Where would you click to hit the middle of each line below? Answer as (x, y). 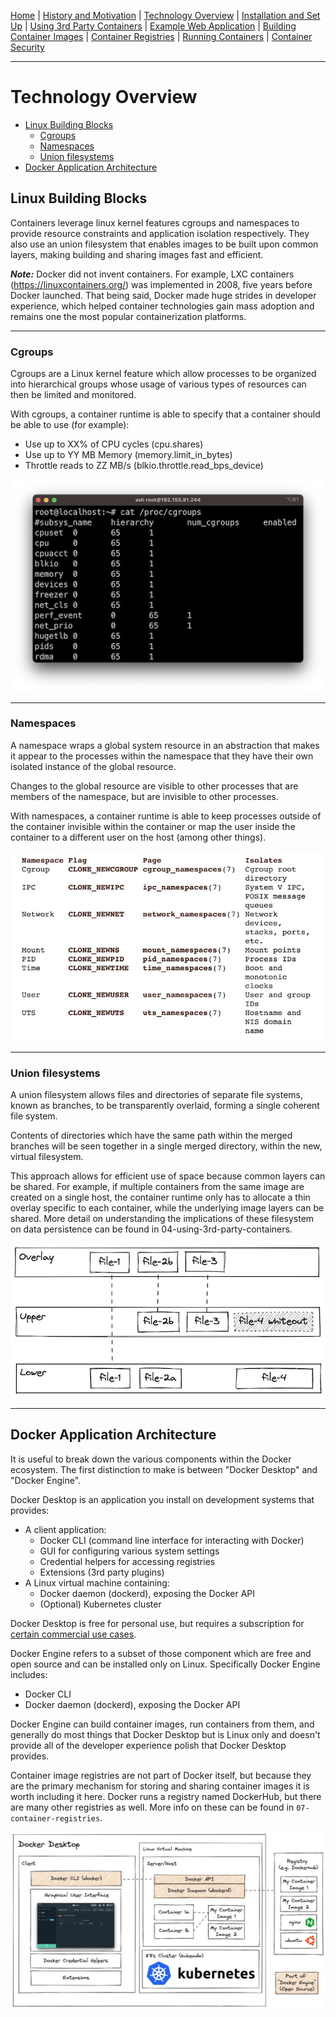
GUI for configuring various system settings (129, 1551)
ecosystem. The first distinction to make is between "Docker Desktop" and (164, 1469)
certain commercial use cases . (73, 1634)
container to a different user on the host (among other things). (138, 837)
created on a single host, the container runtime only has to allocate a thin (160, 1197)
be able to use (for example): (70, 425)
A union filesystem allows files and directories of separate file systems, (156, 1094)
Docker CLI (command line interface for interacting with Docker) (172, 1540)
